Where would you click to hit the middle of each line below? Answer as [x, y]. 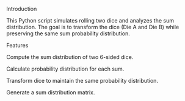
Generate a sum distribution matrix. [51, 92]
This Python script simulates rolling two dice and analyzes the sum [90, 20]
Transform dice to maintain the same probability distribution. [82, 81]
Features [17, 45]
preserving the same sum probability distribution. [68, 33]
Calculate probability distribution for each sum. [65, 69]
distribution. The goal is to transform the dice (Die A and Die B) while [93, 27]
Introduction [22, 9]
